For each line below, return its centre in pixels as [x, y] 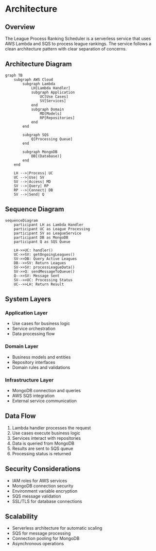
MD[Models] [51, 113]
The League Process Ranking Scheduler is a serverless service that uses [78, 38]
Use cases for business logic [41, 324]
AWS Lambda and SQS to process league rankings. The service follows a [78, 44]
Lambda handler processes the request [52, 428]
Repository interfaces [34, 362]
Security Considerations [43, 469]
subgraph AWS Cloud [34, 79]
